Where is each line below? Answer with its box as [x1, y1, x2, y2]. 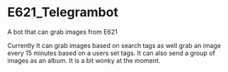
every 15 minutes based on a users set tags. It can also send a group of [7, 49, 216, 57]
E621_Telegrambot [7, 4, 119, 20]
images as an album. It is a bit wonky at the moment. [7, 56, 161, 64]
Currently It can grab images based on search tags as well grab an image [7, 41, 222, 49]
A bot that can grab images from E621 [7, 28, 118, 36]
